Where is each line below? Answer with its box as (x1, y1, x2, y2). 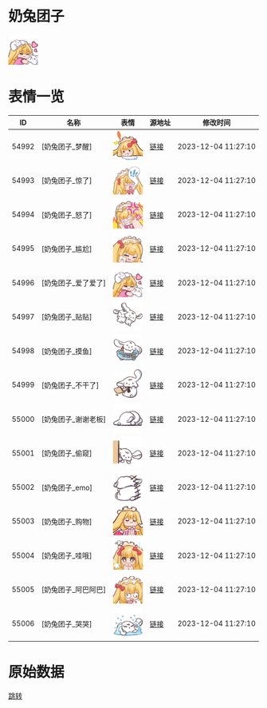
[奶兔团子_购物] (41, 516, 92, 526)
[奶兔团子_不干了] (41, 380, 100, 390)
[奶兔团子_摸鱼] (41, 346, 92, 356)
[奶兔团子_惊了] (41, 176, 92, 185)
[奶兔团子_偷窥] (41, 448, 92, 458)
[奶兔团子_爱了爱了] (41, 278, 106, 288)
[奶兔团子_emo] (41, 483, 93, 492)
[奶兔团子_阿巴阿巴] (41, 585, 106, 595)
